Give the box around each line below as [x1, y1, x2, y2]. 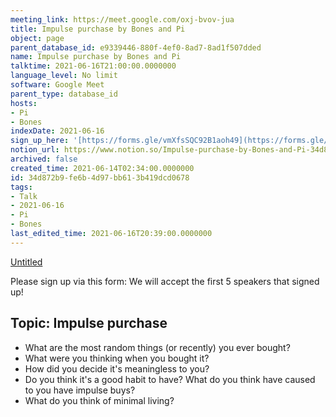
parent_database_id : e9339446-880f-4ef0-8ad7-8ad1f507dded [10, 42, 262, 53]
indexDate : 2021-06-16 [10, 126, 105, 136]
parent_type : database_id [10, 89, 118, 99]
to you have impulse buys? [24, 384, 136, 396]
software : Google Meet [10, 80, 105, 90]
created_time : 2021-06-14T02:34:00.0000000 [10, 163, 195, 173]
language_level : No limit [10, 71, 118, 81]
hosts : [10, 98, 38, 108]
